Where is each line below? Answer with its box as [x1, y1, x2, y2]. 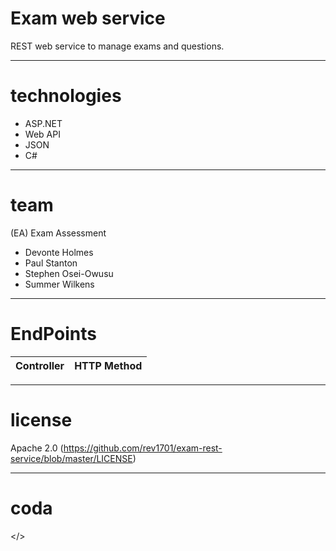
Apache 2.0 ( [10, 442, 64, 454]
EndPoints [10, 323, 97, 345]
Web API [24, 128, 61, 140]
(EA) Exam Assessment [10, 227, 107, 239]
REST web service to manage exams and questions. [10, 40, 225, 52]
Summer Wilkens [24, 278, 95, 290]
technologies [10, 85, 122, 107]
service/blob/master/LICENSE [10, 452, 133, 464]
